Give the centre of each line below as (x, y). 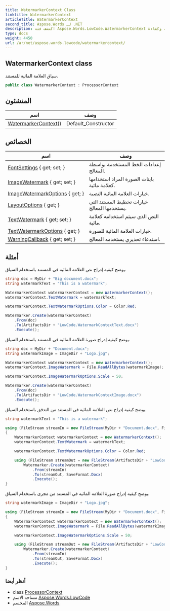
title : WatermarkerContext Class (40, 10)
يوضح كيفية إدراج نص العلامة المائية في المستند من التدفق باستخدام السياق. (76, 409)
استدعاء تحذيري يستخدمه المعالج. (125, 239)
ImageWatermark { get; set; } (42, 182)
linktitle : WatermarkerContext (38, 15)
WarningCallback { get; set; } (42, 239)
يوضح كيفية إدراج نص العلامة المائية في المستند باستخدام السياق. (66, 269)
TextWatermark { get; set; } (40, 220)
